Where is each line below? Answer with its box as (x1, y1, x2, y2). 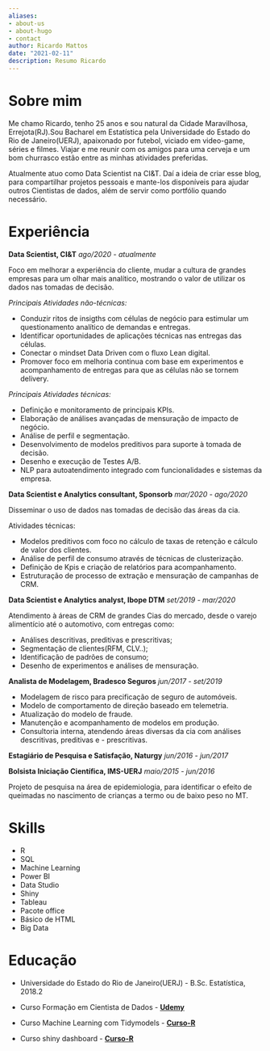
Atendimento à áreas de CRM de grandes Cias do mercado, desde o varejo (8, 610, 257, 620)
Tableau (19, 897, 48, 906)
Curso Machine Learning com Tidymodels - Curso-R (19, 1018, 196, 1028)
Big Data (19, 922, 49, 932)
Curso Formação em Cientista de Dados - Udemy (19, 1002, 185, 1011)
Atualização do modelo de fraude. (19, 709, 133, 719)
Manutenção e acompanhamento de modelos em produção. (19, 717, 219, 728)
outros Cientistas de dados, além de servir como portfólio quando (8, 185, 227, 195)
